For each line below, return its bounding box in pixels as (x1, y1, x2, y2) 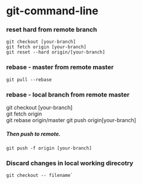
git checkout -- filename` (6, 173, 73, 179)
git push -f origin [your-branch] (6, 145, 92, 151)
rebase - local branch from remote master (6, 91, 130, 99)
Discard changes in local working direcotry (6, 159, 134, 167)
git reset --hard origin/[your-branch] (6, 49, 106, 55)
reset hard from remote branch (6, 26, 97, 34)
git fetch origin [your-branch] (6, 44, 87, 50)
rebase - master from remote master (6, 63, 114, 71)
